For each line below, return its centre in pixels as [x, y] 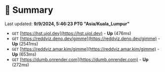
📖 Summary [29, 10]
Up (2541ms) [25, 43]
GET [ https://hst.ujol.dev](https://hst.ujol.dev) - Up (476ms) [71, 33]
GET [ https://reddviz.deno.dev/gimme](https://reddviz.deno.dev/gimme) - [86, 38]
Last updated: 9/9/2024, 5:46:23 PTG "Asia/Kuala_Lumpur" [67, 24]
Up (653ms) [24, 54]
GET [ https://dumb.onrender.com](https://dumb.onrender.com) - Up [80, 59]
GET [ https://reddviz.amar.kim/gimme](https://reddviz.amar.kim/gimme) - [85, 49]
